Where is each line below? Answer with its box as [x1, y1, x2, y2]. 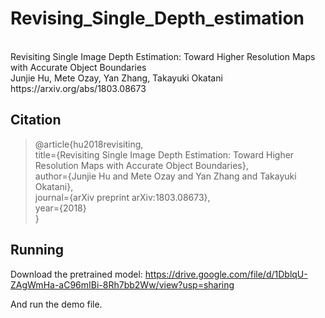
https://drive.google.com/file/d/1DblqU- [144, 268, 308, 280]
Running [10, 242, 65, 259]
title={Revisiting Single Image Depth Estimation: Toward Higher [34, 148, 295, 161]
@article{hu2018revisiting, [34, 138, 144, 150]
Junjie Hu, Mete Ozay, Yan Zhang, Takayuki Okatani [10, 72, 223, 84]
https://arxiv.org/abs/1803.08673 [10, 82, 147, 94]
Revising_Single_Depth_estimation [10, 7, 305, 30]
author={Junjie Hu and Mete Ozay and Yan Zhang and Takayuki [34, 170, 297, 182]
